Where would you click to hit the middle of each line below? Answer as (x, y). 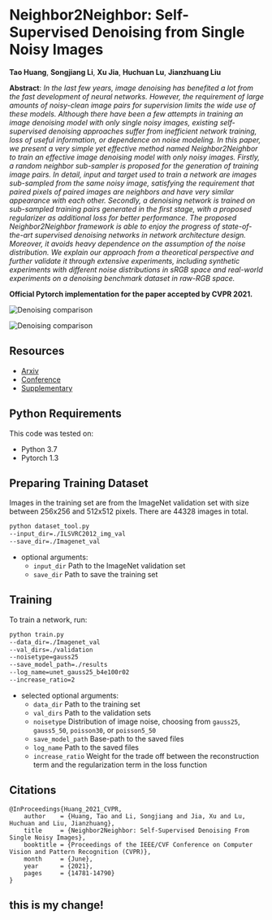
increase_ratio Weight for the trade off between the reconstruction (146, 756)
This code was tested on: (52, 433)
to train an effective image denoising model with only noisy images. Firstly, (135, 157)
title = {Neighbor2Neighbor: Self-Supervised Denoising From (137, 830)
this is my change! (56, 905)
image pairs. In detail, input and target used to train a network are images (133, 174)
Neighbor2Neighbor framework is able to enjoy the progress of (115, 226)
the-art (21, 234)
